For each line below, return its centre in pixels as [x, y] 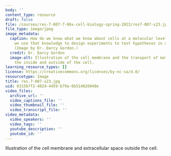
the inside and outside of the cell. [54, 62]
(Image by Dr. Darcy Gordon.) [47, 48]
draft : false [19, 19]
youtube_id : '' [26, 133]
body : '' [15, 10]
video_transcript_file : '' [38, 110]
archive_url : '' [27, 96]
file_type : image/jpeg [29, 29]
